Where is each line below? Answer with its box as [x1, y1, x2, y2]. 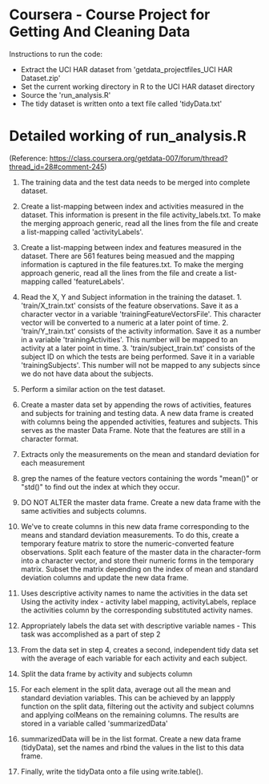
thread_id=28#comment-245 [9, 162, 105, 172]
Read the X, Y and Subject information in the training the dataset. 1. [20, 292, 243, 301]
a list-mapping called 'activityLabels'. [20, 227, 143, 236]
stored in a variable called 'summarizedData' [20, 718, 168, 728]
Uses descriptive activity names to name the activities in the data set [20, 588, 248, 598]
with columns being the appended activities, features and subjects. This [20, 417, 259, 426]
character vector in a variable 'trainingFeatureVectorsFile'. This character [20, 309, 262, 318]
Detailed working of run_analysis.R [9, 127, 247, 145]
